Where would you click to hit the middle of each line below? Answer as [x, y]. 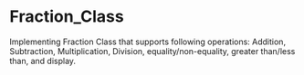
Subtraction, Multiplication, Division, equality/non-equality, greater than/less [152, 51]
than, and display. [42, 61]
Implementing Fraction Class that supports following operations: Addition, [147, 42]
